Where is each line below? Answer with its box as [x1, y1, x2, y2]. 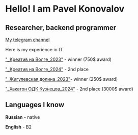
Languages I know [5, 100, 65, 109]
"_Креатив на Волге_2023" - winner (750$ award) [5, 56, 112, 62]
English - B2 [5, 124, 32, 130]
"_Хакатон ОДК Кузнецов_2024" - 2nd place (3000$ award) [5, 86, 133, 92]
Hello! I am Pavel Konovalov [5, 3, 125, 15]
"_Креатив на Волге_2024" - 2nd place [5, 66, 89, 72]
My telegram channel [5, 37, 50, 43]
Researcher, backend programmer [5, 23, 117, 32]
